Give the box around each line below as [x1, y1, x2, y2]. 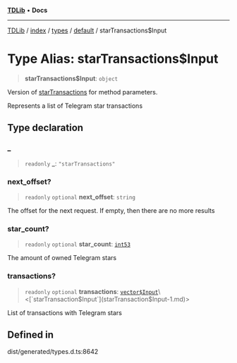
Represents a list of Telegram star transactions [7, 101, 143, 110]
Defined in [7, 328, 54, 340]
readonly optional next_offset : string [24, 192, 136, 201]
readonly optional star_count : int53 [24, 240, 130, 249]
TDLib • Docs [7, 6, 48, 14]
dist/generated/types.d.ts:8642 [7, 347, 99, 356]
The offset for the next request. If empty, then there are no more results [7, 206, 215, 214]
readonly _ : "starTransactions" [24, 159, 116, 168]
